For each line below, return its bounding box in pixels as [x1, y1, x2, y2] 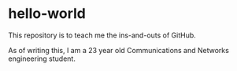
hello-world [8, 5, 87, 23]
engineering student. [8, 54, 76, 63]
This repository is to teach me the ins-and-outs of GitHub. [8, 30, 197, 40]
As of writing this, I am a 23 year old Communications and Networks [8, 45, 230, 55]
